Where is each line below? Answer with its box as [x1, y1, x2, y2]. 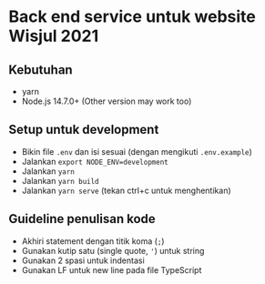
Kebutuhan [8, 62, 74, 77]
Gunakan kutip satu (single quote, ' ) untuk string [21, 245, 205, 256]
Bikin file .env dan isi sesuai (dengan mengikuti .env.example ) [21, 146, 252, 157]
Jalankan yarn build [21, 175, 99, 186]
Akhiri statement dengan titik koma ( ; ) [21, 235, 165, 247]
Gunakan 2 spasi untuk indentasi [21, 255, 145, 266]
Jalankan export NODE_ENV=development [21, 156, 169, 167]
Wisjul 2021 [8, 25, 99, 46]
